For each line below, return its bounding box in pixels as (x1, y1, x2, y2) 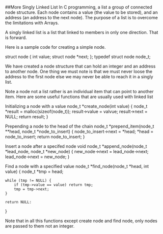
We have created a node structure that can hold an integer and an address (5, 64, 156, 69)
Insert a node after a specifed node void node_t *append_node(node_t (5, 143, 147, 149)
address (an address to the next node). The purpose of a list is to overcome (5, 15, 158, 20)
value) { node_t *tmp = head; (5, 168, 64, 174)
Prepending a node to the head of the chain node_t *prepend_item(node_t (5, 123, 155, 129)
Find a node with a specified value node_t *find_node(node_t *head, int (5, 164, 149, 169)
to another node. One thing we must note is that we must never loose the (5, 68, 153, 74)
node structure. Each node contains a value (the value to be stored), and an (5, 9, 158, 15)
